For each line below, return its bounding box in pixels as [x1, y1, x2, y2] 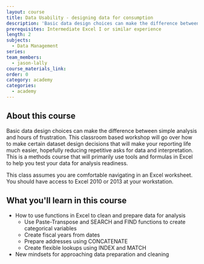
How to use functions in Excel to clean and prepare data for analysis [15, 212, 186, 219]
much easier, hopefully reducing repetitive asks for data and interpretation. [6, 146, 194, 154]
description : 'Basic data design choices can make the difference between [6, 20, 200, 26]
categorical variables [24, 224, 77, 232]
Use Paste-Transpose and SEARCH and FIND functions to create [24, 218, 186, 226]
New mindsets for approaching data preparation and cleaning [15, 251, 169, 258]
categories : [6, 83, 36, 89]
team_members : [6, 54, 42, 60]
